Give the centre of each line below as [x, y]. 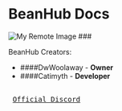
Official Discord [47, 99]
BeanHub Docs [59, 14]
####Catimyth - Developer [65, 76]
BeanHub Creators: [40, 51]
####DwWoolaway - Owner [67, 67]
